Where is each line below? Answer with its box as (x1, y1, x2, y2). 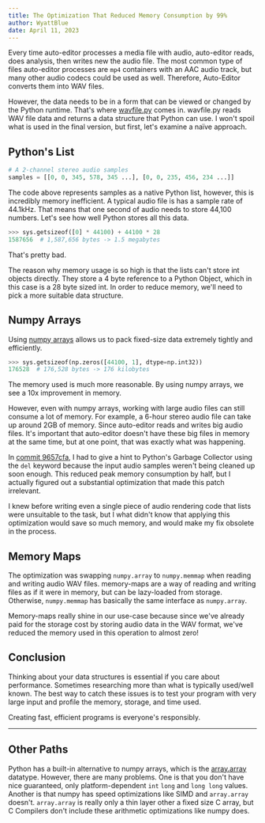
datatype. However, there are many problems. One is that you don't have (8, 772, 244, 782)
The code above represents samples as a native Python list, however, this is (8, 188, 255, 197)
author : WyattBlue (8, 19, 69, 27)
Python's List (8, 145, 75, 158)
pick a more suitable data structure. (8, 290, 124, 300)
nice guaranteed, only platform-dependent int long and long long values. (8, 780, 248, 790)
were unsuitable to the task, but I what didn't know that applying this (8, 510, 230, 519)
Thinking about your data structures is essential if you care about (8, 672, 220, 681)
